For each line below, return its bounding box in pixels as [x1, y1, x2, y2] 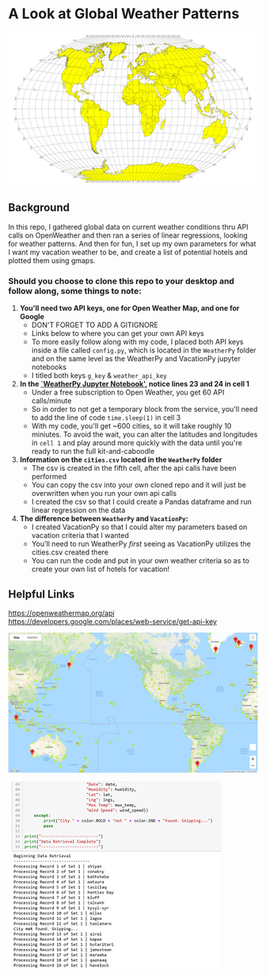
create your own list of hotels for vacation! [31, 564, 170, 574]
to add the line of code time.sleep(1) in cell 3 [31, 413, 181, 422]
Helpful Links [8, 587, 75, 600]
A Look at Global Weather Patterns [8, 5, 240, 23]
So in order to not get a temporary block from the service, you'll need [31, 405, 258, 414]
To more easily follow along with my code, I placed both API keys [31, 337, 244, 347]
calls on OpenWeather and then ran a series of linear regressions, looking [8, 231, 248, 240]
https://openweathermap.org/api [8, 608, 115, 618]
